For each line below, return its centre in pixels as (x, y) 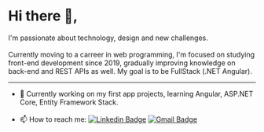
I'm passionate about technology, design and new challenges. (108, 38)
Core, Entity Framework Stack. (69, 102)
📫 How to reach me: (53, 119)
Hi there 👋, (43, 16)
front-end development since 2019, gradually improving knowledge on (122, 63)
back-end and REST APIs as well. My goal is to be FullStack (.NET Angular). (130, 71)
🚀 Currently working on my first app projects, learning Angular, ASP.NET (136, 93)
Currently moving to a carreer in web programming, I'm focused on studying (132, 54)
